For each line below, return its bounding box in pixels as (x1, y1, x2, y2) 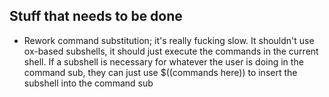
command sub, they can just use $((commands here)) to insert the (23, 66, 298, 78)
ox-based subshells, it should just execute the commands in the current (23, 45, 319, 57)
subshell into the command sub (23, 77, 154, 89)
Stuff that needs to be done (9, 8, 183, 25)
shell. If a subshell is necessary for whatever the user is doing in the (23, 55, 304, 68)
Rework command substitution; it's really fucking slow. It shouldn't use (23, 34, 315, 46)
